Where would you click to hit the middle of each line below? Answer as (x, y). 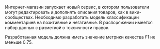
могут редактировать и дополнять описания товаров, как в (67, 12)
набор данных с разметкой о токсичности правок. (57, 28)
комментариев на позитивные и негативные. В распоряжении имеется (79, 22)
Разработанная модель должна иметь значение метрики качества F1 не (80, 37)
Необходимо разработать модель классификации (87, 17)
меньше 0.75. (19, 42)
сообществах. (19, 17)
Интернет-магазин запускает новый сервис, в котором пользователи (77, 7)
